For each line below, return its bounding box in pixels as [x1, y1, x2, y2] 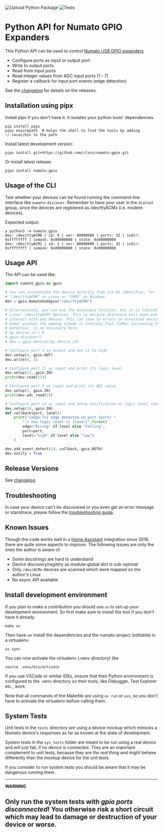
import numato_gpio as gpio [5, 281, 62, 286]
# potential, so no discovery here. [5, 326, 79, 330]
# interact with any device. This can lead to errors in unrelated [5, 316, 145, 322]
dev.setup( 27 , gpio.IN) [5, 370, 53, 375]
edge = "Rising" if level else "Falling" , [22, 424, 105, 429]
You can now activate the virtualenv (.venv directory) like [5, 655, 119, 661]
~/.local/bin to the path [5, 132, 57, 137]
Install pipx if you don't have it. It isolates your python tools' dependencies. [5, 114, 155, 120]
